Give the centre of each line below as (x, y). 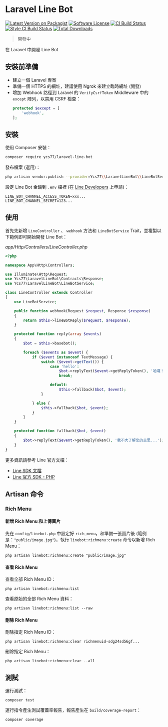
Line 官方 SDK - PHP (33, 477)
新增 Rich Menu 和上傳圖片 (33, 521)
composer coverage (24, 720)
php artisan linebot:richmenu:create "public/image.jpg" (66, 556)
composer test (20, 700)
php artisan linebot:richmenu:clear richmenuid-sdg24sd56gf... (72, 642)
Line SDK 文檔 (27, 470)
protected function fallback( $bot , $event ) (60, 431)
